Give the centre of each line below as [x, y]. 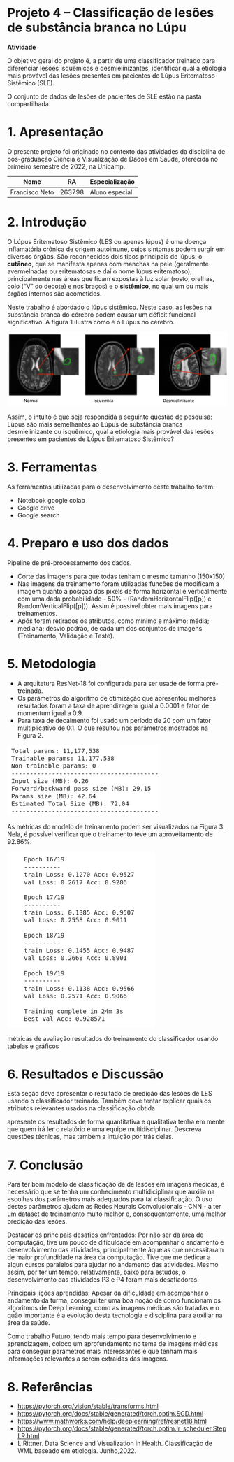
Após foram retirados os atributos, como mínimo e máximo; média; [113, 621]
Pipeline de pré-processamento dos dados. [70, 562]
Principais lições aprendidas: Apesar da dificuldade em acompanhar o [108, 1293]
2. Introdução [47, 222]
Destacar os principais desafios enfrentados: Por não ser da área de [105, 1235]
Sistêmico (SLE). [31, 83]
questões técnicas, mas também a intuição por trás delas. [90, 1137]
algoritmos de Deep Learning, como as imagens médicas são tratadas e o [114, 1308]
